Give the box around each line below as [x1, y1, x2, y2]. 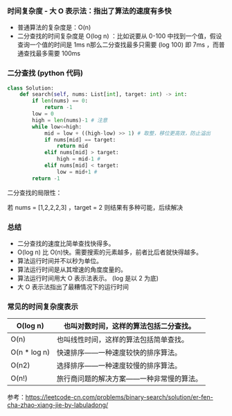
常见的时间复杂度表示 [7, 301, 78, 311]
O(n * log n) [10, 347, 51, 357]
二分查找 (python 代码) [7, 68, 83, 78]
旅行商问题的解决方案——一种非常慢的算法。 [56, 374, 203, 383]
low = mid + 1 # [56, 168, 98, 175]
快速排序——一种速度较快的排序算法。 [56, 348, 182, 358]
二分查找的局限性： [7, 188, 62, 197]
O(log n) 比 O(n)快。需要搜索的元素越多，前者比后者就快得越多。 [17, 248, 203, 256]
